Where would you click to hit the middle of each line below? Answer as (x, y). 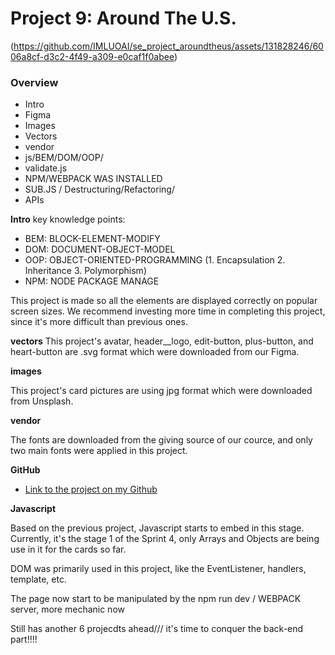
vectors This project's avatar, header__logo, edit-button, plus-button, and (162, 341)
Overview (34, 82)
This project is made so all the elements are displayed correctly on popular (164, 301)
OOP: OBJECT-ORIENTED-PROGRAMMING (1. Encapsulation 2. (155, 260)
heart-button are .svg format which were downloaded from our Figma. (155, 352)
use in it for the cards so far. (68, 549)
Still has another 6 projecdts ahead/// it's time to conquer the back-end (157, 629)
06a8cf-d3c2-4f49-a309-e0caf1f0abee (92, 56)
